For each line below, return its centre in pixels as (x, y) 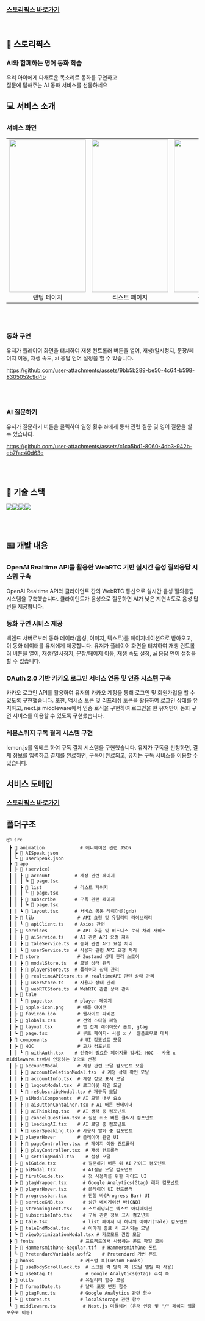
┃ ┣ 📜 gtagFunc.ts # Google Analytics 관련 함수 (80, 1293)
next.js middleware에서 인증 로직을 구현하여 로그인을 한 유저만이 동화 (107, 708)
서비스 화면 (22, 128)
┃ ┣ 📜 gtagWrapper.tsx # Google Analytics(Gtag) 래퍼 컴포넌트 (94, 1183)
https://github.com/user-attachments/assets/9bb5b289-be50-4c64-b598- (101, 370)
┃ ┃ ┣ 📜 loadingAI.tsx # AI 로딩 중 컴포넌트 (67, 1124)
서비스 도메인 (30, 784)
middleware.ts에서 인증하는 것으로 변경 (51, 1059)
